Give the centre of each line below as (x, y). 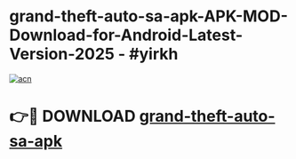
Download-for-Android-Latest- (126, 35)
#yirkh (153, 54)
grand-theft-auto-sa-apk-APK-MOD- (149, 16)
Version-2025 (62, 54)
